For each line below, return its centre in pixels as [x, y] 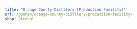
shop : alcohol [20, 19]
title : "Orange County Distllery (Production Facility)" [66, 10]
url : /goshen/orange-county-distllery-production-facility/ [69, 14]
